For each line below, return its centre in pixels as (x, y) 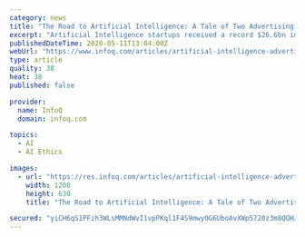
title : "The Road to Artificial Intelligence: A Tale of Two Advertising (152, 26)
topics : (24, 135)
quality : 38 (32, 69)
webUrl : (24, 52)
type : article (36, 60)
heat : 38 (26, 77)
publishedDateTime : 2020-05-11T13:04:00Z (89, 43)
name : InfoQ (40, 110)
